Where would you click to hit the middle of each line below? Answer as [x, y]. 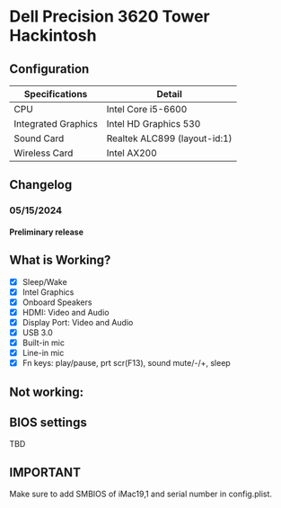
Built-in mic [44, 343]
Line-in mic [43, 353]
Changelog [41, 185]
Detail [169, 94]
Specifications [56, 94]
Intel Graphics [48, 292]
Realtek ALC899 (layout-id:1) [169, 138]
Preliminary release [46, 232]
